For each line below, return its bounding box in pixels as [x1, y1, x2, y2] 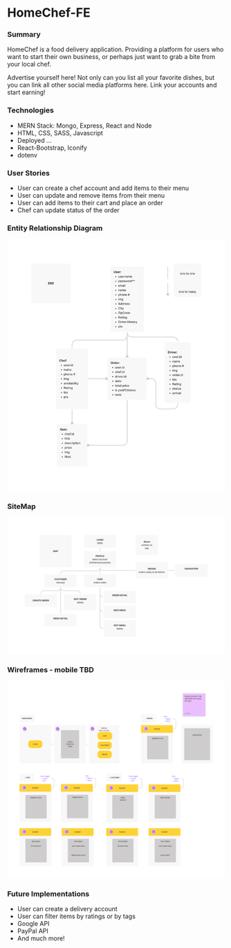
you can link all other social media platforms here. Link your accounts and [7, 81, 217, 89]
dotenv [17, 150, 38, 159]
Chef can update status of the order [17, 206, 120, 214]
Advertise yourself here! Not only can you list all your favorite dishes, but [7, 74, 215, 82]
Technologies [7, 105, 54, 115]
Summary [7, 30, 41, 40]
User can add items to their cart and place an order [17, 199, 164, 207]
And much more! [17, 934, 65, 942]
